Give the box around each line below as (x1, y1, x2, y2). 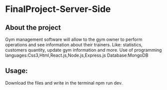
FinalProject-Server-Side (5, 3, 111, 15)
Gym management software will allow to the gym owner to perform (5, 36, 143, 42)
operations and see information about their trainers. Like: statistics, (5, 42, 143, 48)
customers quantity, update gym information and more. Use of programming (5, 47, 162, 53)
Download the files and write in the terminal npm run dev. (5, 80, 123, 86)
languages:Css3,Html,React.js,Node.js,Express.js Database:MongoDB (5, 52, 149, 58)
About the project (5, 23, 61, 32)
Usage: (5, 67, 28, 75)
